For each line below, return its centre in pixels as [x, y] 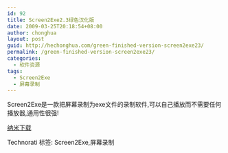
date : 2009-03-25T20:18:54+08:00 [55, 26]
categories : [24, 59]
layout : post [26, 39]
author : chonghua [32, 33]
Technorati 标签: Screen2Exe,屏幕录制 [61, 143]
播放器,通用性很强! [33, 113]
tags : [15, 71]
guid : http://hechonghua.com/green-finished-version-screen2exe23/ [106, 45]
